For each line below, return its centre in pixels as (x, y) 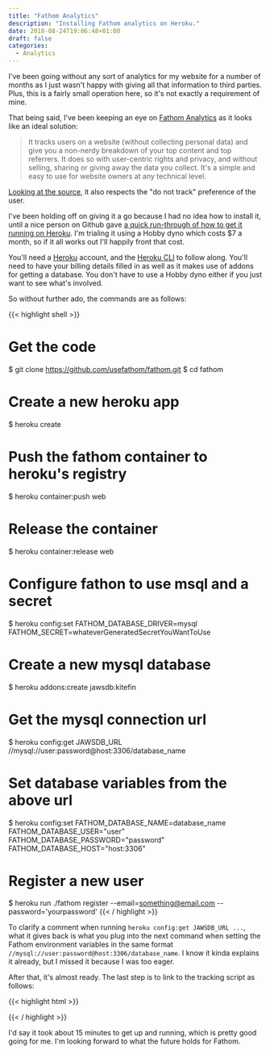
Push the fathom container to (108, 457)
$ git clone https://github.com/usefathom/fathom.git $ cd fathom (116, 369)
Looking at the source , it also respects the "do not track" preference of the (132, 192)
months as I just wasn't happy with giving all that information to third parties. (135, 85)
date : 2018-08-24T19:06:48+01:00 (64, 31)
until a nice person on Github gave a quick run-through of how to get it (126, 224)
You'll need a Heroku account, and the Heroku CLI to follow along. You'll (128, 257)
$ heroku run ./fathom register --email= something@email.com (112, 903)
